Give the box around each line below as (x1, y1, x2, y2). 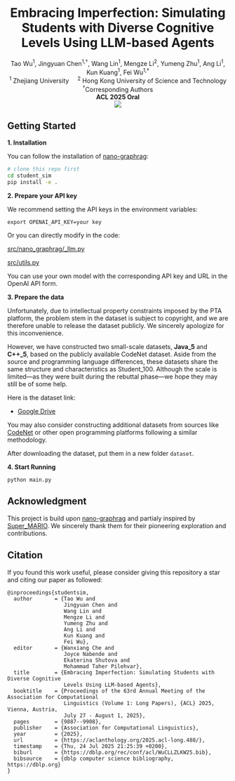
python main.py (7, 476, 52, 483)
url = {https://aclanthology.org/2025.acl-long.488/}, (13, 736, 206, 744)
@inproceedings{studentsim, (7, 589, 90, 596)
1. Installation (7, 138, 47, 147)
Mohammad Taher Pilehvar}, (63, 662, 142, 670)
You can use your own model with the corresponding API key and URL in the (7, 272, 228, 280)
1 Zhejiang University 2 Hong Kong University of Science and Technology (9, 75, 227, 85)
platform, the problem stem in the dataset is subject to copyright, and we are (7, 314, 229, 322)
